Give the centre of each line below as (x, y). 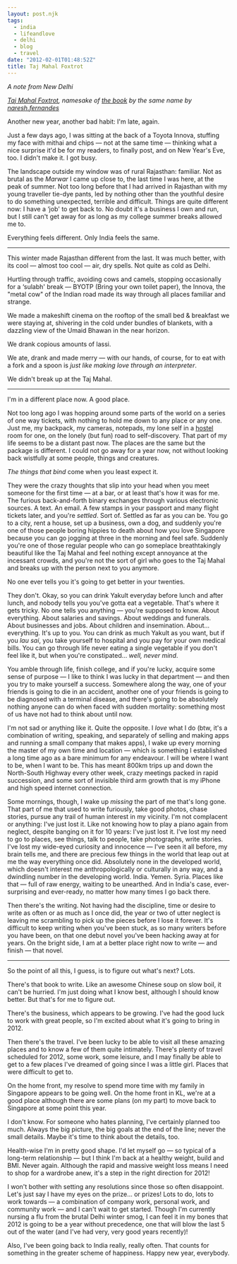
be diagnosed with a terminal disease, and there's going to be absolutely (113, 699)
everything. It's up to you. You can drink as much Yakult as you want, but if (116, 632)
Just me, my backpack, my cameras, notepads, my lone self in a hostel (110, 427)
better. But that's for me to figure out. (61, 999)
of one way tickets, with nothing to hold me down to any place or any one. (115, 420)
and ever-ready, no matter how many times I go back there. (124, 892)
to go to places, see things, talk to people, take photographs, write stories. (115, 839)
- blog (23, 47)
